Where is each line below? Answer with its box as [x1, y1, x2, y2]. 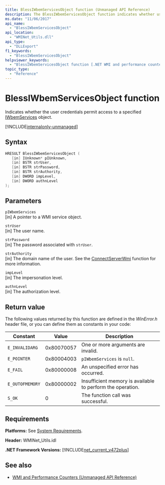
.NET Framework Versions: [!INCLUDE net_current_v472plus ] [5, 447, 129, 453]
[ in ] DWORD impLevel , [11, 174, 56, 179]
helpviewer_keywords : [5, 58, 50, 63]
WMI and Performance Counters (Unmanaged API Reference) [12, 474, 137, 480]
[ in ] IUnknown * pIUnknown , [11, 156, 67, 161]
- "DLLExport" [9, 44, 38, 49]
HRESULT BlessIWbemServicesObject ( [5, 151, 80, 156]
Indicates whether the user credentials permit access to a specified [5, 109, 141, 115]
